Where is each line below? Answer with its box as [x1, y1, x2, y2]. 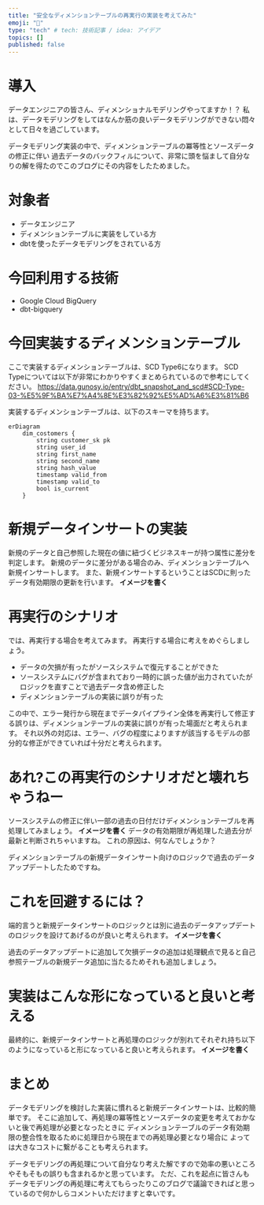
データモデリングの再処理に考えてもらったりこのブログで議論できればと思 [8, 1178, 249, 1188]
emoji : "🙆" [8, 19, 44, 27]
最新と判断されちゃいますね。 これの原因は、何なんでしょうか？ [8, 835, 217, 845]
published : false [8, 41, 65, 49]
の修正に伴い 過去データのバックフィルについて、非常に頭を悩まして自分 [8, 151, 244, 161]
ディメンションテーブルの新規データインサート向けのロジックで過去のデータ [8, 852, 255, 862]
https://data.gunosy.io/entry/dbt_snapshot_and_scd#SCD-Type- [37, 382, 245, 391]
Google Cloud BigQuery [19, 296, 97, 305]
